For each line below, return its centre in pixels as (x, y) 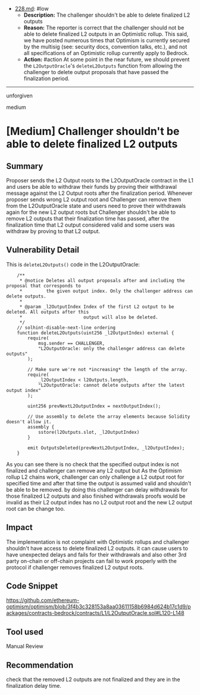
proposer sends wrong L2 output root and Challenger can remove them (94, 199)
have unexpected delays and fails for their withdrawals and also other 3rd (96, 555)
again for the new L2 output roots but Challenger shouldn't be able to (91, 212)
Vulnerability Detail (43, 250)
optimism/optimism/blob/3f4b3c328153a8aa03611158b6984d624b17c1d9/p (99, 607)
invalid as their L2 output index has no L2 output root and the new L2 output (99, 502)
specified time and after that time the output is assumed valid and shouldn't (99, 483)
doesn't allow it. (29, 422)
